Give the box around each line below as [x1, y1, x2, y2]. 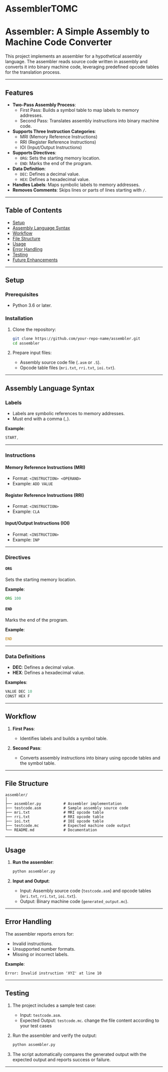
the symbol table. [19, 760, 56, 766]
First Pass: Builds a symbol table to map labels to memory [19, 107, 139, 113]
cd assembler [12, 340, 40, 346]
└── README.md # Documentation [5, 828, 97, 833]
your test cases [19, 1022, 52, 1028]
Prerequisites [5, 291, 38, 298]
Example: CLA [12, 508, 40, 514]
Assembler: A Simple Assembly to [5, 26, 150, 38]
